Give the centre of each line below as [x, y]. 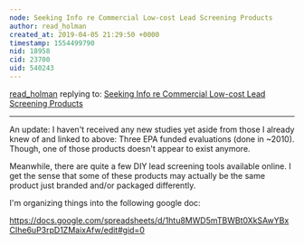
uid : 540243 [32, 69]
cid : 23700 [30, 60]
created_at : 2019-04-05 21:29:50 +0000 [85, 34]
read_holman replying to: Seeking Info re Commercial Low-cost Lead [138, 94]
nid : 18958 [30, 52]
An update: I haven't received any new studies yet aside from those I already [152, 129]
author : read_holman [48, 26]
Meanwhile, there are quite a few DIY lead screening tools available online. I [150, 166]
